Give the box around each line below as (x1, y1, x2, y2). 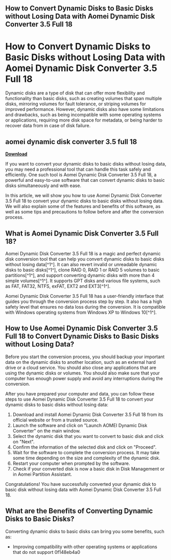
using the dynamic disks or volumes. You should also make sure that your (5, 370, 160, 376)
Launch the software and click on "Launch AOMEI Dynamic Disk (12, 422, 148, 428)
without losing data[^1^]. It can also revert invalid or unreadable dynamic (5, 261, 157, 267)
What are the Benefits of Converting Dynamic (5, 507, 153, 516)
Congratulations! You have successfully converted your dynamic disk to (5, 481, 157, 487)
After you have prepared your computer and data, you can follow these (5, 390, 155, 396)
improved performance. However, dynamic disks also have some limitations (5, 106, 164, 112)
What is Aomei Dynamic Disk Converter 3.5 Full (5, 229, 159, 238)
